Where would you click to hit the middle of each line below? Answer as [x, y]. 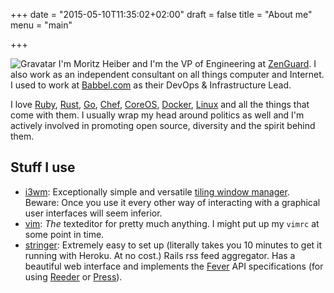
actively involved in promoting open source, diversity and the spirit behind [163, 125]
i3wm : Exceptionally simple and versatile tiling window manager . [157, 191]
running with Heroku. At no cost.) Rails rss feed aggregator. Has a [160, 255]
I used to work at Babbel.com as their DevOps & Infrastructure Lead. [151, 85]
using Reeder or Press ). [73, 276]
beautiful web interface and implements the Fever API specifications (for [174, 266]
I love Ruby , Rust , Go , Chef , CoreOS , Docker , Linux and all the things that [160, 104]
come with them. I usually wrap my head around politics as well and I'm [157, 115]
